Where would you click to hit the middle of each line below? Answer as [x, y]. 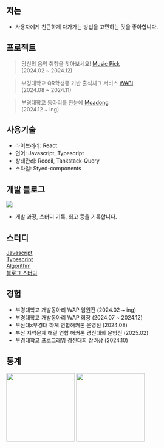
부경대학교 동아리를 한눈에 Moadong [65, 102]
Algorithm [19, 266]
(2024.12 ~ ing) [40, 109]
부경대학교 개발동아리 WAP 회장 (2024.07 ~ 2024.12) [79, 317]
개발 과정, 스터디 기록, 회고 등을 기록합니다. [66, 217]
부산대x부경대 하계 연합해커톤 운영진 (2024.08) [71, 325]
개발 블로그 [26, 190]
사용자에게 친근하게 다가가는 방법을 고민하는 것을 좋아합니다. [87, 27]
